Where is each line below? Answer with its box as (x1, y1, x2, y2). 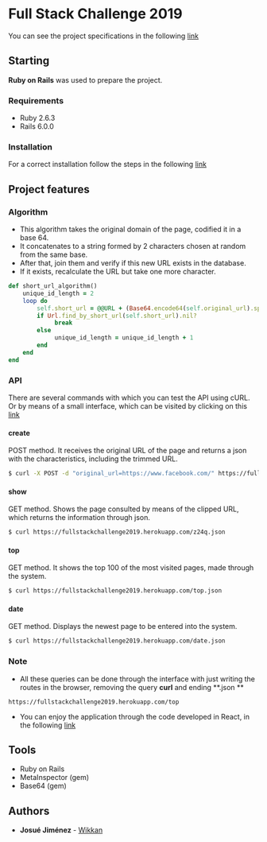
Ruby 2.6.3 (19, 113, 56, 123)
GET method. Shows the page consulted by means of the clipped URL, (8, 504, 240, 514)
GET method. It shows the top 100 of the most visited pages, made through (8, 563, 254, 572)
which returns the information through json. (8, 513, 151, 522)
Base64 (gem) (19, 781, 68, 791)
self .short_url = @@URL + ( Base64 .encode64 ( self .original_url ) (37, 304, 250, 312)
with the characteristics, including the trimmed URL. (8, 454, 178, 464)
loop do (22, 297, 48, 305)
